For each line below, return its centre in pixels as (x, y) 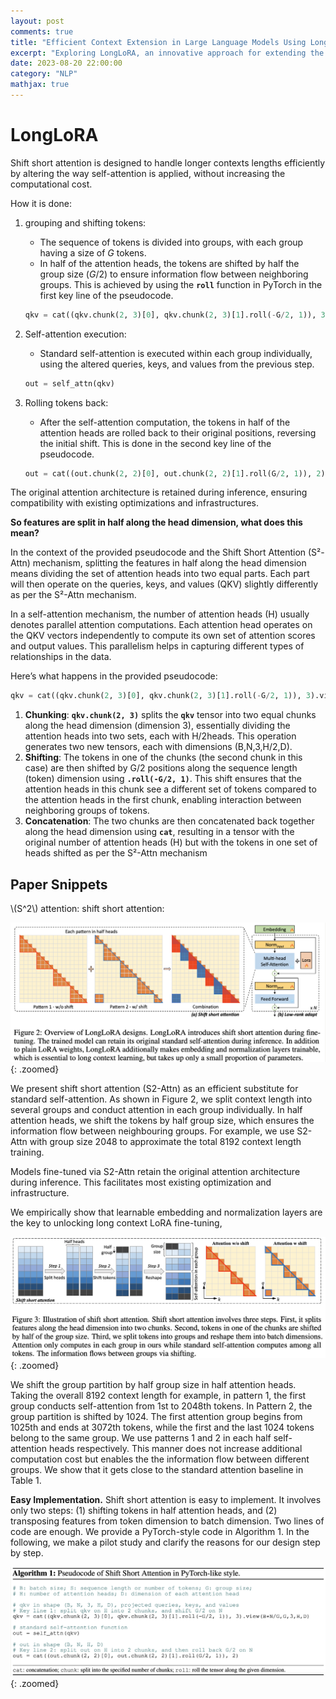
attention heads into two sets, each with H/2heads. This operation (160, 736)
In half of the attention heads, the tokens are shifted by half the (169, 263)
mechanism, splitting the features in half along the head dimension (169, 563)
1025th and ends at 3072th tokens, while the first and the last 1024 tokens (162, 1427)
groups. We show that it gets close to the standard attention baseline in (157, 1470)
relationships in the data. (61, 657)
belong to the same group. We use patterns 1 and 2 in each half (141, 1438)
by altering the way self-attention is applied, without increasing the (148, 173)
